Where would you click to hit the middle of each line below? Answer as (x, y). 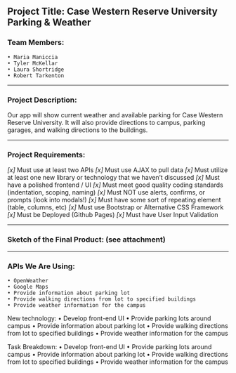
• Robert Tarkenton (36, 76)
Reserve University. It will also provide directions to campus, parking (106, 122)
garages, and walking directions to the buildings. (78, 130)
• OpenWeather (28, 280)
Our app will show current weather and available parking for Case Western (115, 114)
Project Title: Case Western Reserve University (112, 12)
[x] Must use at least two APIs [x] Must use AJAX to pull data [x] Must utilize (118, 170)
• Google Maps (28, 287)
